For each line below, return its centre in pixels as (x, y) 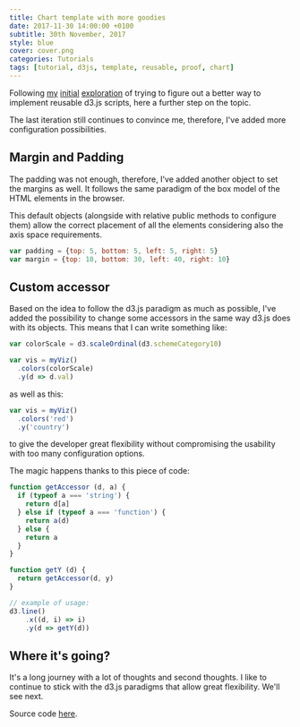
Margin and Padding (67, 158)
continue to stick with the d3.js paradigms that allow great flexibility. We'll (145, 687)
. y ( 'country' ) (43, 427)
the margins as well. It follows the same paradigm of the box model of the (145, 188)
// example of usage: (50, 603)
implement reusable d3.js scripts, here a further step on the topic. (130, 102)
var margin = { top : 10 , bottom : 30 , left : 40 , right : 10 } (120, 259)
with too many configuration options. (77, 454)
